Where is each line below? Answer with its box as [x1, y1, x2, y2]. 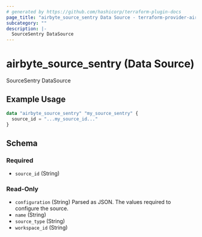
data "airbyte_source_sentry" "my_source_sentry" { [6, 110, 138, 116]
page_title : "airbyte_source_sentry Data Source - [6, 14, 136, 20]
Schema [6, 138, 38, 148]
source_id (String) [14, 170, 60, 177]
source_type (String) [14, 218, 65, 225]
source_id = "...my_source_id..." [11, 115, 98, 122]
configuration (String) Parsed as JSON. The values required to [14, 199, 171, 206]
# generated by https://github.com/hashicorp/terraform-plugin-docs [6, 8, 182, 15]
